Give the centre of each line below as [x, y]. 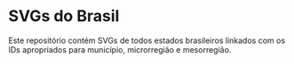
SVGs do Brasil [64, 16]
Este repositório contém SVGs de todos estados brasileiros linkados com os [147, 40]
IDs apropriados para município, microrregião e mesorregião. [120, 49]
